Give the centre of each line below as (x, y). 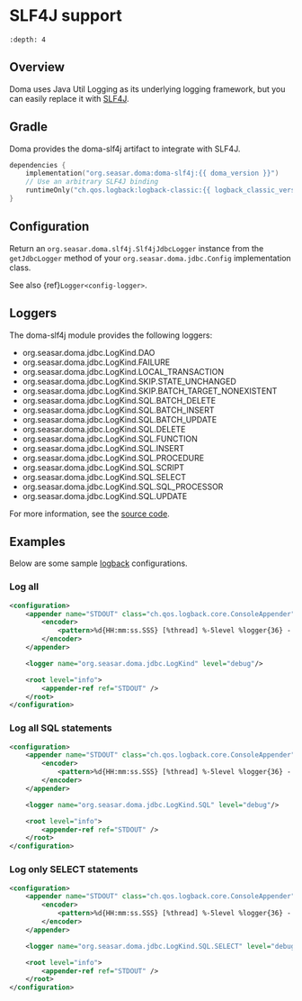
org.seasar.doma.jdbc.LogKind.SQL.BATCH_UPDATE (120, 419)
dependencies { (38, 165)
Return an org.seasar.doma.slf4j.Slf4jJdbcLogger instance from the (137, 248)
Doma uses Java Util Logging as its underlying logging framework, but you (147, 89)
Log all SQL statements (61, 728)
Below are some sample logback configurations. (98, 563)
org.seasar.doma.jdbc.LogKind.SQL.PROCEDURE (113, 458)
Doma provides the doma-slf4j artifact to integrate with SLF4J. (125, 149)
